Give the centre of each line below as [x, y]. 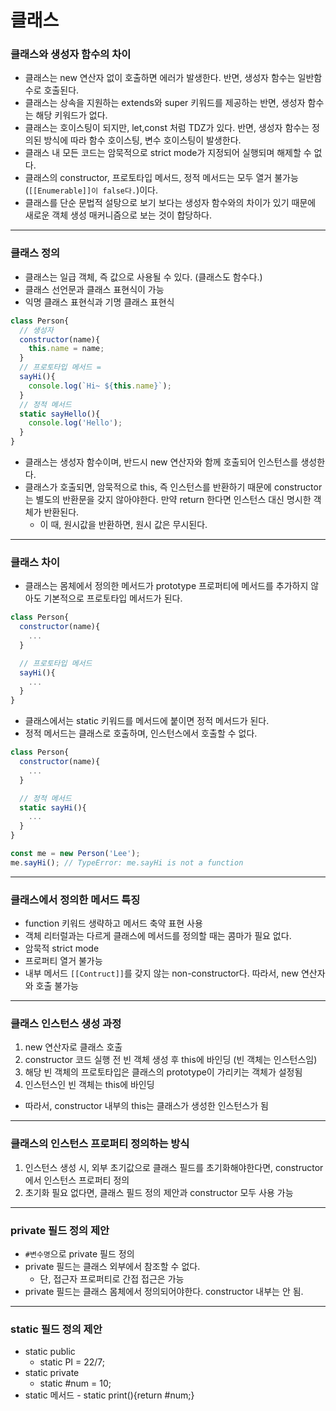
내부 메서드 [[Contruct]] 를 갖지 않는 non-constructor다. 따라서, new [161, 973]
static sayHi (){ [53, 807]
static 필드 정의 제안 [56, 1329]
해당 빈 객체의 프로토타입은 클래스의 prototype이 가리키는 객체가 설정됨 [163, 1072]
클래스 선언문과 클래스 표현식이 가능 [94, 289]
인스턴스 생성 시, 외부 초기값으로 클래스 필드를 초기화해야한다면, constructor [174, 1167]
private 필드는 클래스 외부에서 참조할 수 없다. [112, 1267]
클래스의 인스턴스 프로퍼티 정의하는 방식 [100, 1144]
